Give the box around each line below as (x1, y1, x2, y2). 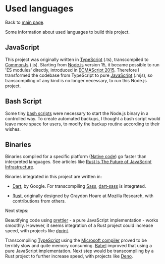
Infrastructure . (5, 164, 35, 170)
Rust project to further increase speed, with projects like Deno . (5, 253, 133, 259)
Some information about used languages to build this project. (5, 29, 130, 35)
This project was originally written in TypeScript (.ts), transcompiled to (5, 56, 149, 62)
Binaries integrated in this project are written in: (5, 174, 102, 180)
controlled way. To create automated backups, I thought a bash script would (5, 115, 161, 121)
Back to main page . (5, 19, 45, 25)
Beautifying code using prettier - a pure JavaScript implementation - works (5, 217, 159, 223)
